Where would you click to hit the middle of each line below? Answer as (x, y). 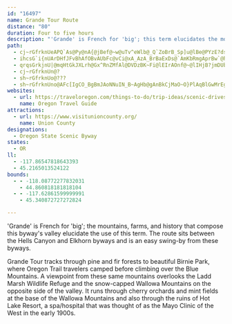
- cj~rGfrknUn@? (37, 71)
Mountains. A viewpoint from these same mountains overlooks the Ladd (109, 276)
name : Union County (48, 123)
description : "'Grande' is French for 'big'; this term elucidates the (112, 39)
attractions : (26, 110)
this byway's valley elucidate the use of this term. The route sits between (111, 233)
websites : (21, 91)
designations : (28, 129)
